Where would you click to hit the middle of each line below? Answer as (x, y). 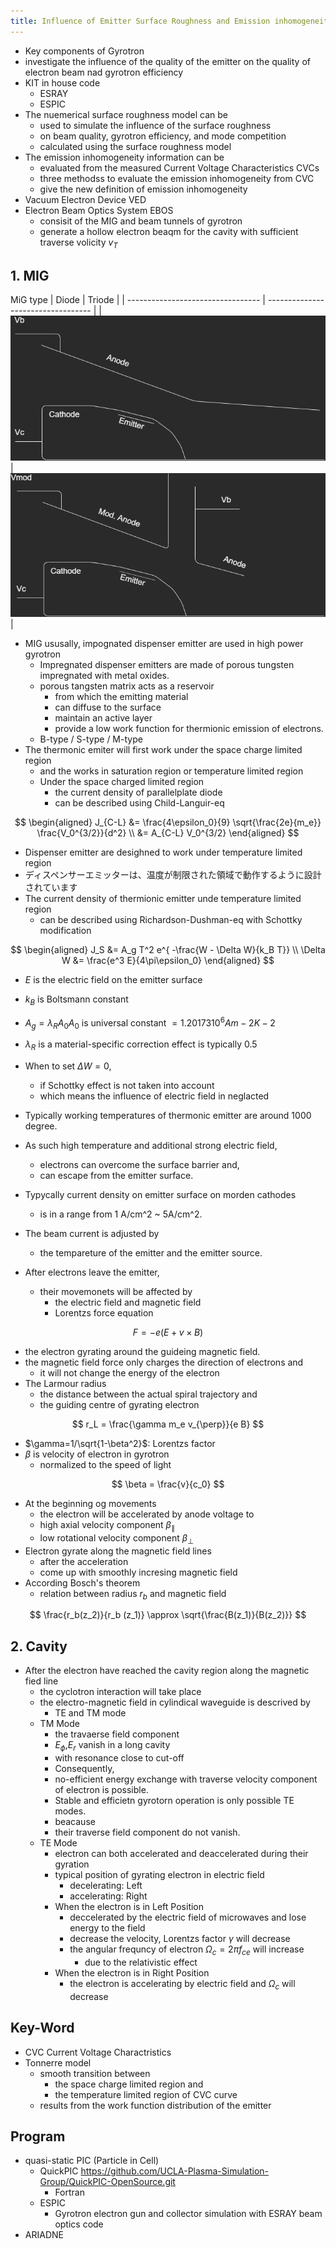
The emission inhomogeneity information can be (124, 157)
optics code (79, 2224)
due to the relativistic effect (141, 1962)
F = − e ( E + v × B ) (168, 1332)
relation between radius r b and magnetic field (133, 1594)
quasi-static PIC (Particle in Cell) (92, 2161)
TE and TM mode (90, 1713)
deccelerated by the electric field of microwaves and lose (188, 1917)
